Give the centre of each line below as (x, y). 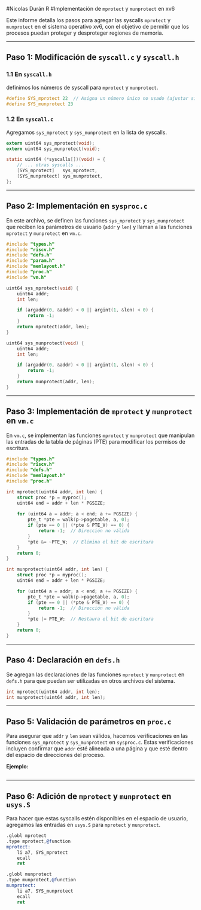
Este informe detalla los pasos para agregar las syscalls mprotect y (89, 20)
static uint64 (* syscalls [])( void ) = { (56, 160)
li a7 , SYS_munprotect (45, 891)
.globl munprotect (29, 874)
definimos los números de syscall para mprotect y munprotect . (82, 87)
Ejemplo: (17, 767)
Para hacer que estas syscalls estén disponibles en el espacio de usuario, (97, 819)
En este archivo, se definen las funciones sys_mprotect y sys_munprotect (95, 220)
